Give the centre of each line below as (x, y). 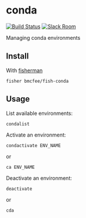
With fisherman (24, 70)
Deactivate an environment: (39, 178)
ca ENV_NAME (20, 167)
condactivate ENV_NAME (33, 145)
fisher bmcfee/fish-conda (37, 81)
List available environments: (39, 113)
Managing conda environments (43, 38)
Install (17, 56)
